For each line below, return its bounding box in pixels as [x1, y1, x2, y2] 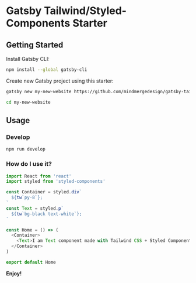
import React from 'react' [6, 173, 72, 179]
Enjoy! [6, 270, 22, 277]
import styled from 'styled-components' [6, 179, 106, 185]
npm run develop [6, 146, 45, 152]
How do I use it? [6, 160, 52, 168]
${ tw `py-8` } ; [11, 195, 43, 200]
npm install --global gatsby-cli [6, 67, 87, 73]
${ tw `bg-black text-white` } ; [11, 211, 82, 217]
